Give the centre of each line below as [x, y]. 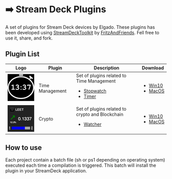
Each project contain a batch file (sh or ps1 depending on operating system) [85, 160]
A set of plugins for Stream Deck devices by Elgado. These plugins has [80, 27]
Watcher [93, 124]
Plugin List [23, 54]
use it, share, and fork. [29, 38]
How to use [24, 147]
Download [153, 68]
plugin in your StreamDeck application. [46, 171]
